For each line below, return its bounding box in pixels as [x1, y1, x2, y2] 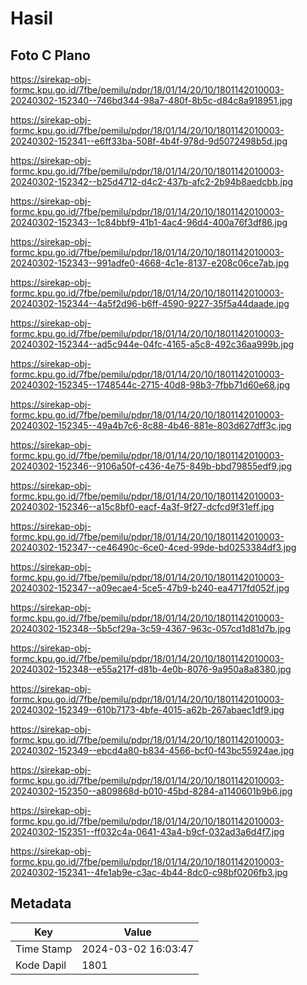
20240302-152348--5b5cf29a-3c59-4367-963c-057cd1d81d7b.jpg [10, 623, 291, 634]
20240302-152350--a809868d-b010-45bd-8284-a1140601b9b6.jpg [10, 785, 293, 797]
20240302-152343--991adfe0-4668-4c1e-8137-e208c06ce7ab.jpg [10, 257, 290, 269]
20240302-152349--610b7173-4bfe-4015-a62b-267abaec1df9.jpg [10, 704, 285, 716]
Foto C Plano [10, 47, 91, 64]
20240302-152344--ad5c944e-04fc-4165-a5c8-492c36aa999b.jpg [10, 338, 295, 350]
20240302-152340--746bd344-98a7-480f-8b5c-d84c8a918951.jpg [10, 95, 293, 106]
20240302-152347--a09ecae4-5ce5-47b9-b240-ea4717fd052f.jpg [10, 582, 290, 594]
